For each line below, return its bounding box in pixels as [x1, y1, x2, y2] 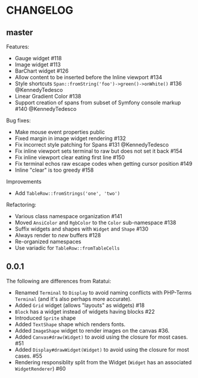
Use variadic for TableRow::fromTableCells [14, 244, 120, 251]
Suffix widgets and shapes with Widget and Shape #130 [14, 225, 148, 233]
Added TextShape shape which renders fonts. [14, 320, 126, 328]
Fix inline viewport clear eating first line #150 [14, 154, 125, 161]
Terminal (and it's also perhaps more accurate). [14, 295, 132, 302]
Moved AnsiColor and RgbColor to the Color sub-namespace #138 [14, 219, 177, 226]
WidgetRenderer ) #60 [14, 365, 66, 372]
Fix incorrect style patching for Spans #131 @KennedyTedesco [14, 141, 169, 148]
